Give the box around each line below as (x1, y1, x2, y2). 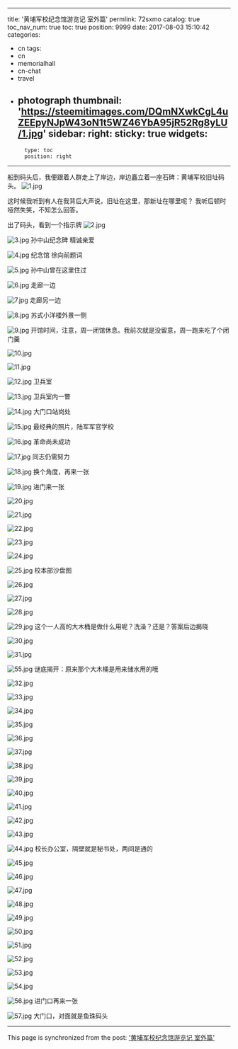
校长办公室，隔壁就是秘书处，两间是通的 (35, 844, 154, 853)
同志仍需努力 (32, 452, 70, 461)
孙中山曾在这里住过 (30, 265, 87, 274)
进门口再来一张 (34, 996, 79, 1005)
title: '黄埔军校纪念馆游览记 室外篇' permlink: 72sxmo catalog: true (7, 15, 200, 23)
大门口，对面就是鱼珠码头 (33, 1011, 108, 1020)
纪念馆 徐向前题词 (30, 251, 83, 259)
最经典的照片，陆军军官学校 (33, 422, 115, 430)
